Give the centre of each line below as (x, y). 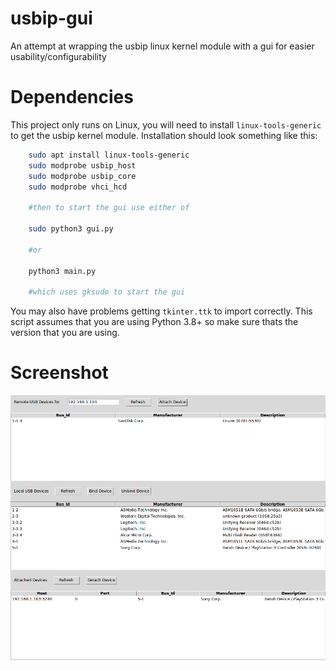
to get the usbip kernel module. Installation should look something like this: (164, 135)
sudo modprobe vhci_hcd (78, 187)
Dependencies (72, 97)
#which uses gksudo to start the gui (107, 292)
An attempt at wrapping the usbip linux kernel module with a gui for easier (162, 46)
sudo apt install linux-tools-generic (109, 155)
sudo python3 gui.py (71, 229)
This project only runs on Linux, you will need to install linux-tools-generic (166, 124)
